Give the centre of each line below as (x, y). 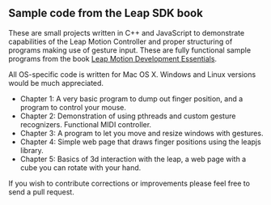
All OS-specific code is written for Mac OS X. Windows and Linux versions (132, 74)
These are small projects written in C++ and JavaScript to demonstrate (127, 32)
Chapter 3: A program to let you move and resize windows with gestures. (142, 133)
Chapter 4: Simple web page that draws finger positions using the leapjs (140, 142)
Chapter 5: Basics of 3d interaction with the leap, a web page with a (133, 159)
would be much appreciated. (56, 83)
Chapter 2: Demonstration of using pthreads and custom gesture (128, 116)
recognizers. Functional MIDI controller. (86, 124)
